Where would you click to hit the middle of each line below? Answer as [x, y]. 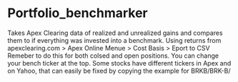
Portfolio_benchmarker [78, 13]
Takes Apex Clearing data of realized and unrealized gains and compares [115, 33]
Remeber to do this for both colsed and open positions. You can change [113, 56]
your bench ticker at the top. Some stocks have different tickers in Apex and [119, 63]
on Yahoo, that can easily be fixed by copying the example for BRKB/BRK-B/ [119, 71]
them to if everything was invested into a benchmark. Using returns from [114, 40]
